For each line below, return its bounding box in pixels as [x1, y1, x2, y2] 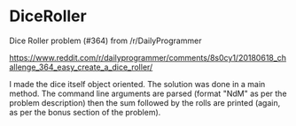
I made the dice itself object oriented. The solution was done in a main [9, 78, 266, 89]
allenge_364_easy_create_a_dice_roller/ [9, 62, 153, 72]
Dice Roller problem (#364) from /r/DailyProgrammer [9, 35, 202, 46]
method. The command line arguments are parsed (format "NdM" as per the [9, 88, 287, 99]
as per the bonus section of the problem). [9, 107, 161, 117]
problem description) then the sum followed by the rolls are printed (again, [9, 97, 281, 107]
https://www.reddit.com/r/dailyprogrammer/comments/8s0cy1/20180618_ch [9, 52, 286, 63]
